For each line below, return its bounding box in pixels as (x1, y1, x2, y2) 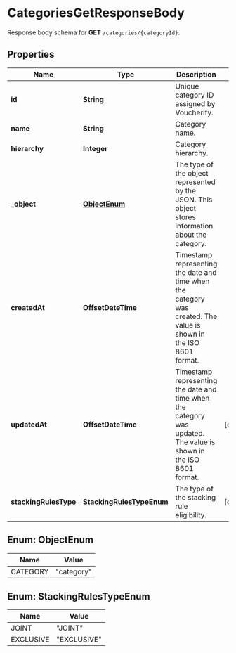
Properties (7, 49, 55, 60)
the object (175, 168, 209, 178)
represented (175, 177, 216, 187)
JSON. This (175, 195, 213, 205)
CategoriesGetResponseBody (7, 5, 185, 21)
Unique (175, 81, 199, 91)
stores (175, 212, 197, 222)
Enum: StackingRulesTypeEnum (7, 590, 150, 602)
